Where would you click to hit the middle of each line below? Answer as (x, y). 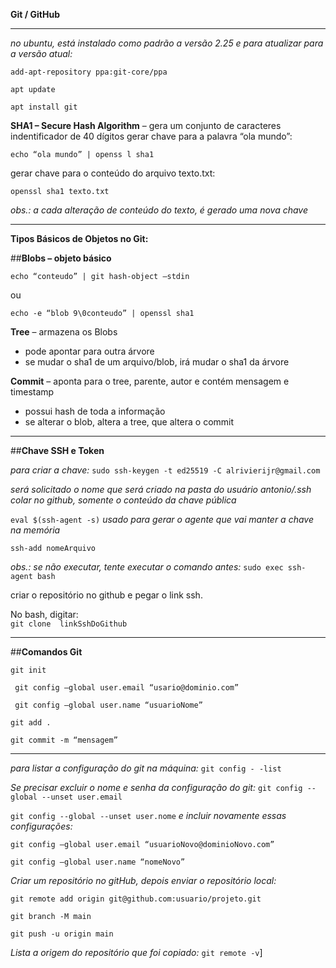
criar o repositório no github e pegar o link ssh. (106, 595)
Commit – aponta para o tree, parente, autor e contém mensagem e (150, 381)
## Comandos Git (46, 652)
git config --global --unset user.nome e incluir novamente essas (148, 815)
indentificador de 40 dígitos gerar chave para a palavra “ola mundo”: (151, 136)
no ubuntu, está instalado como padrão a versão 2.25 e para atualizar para (167, 43)
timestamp (32, 392)
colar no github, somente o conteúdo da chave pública (123, 500)
